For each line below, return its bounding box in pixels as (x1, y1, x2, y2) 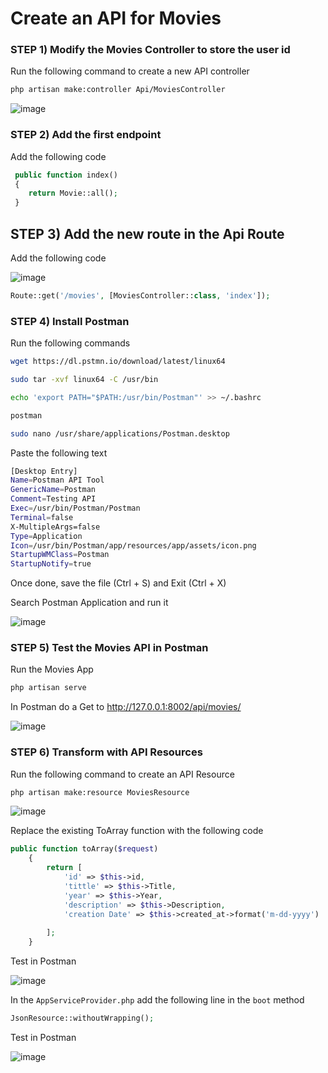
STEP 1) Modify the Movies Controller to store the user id (10, 43, 291, 57)
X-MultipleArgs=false (10, 522, 101, 532)
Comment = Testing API (10, 494, 97, 504)
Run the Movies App (10, 663, 94, 676)
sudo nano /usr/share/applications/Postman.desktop (10, 428, 230, 439)
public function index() (14, 170, 118, 180)
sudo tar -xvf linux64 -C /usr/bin (10, 375, 159, 385)
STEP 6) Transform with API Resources (10, 745, 203, 759)
